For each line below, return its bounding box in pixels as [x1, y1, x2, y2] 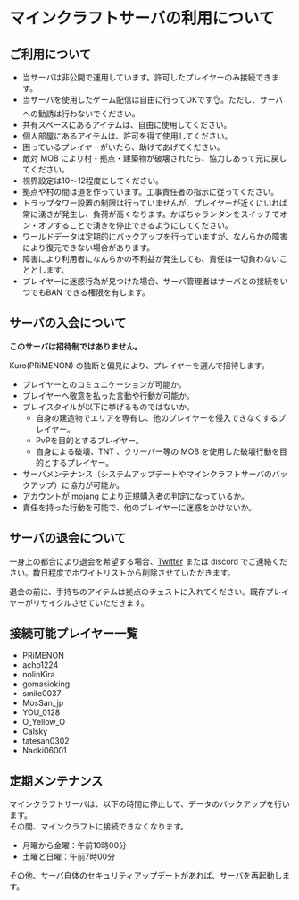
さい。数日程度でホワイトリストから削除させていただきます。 [9, 567, 236, 577]
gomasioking [21, 678, 71, 689]
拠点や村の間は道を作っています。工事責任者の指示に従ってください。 [21, 187, 279, 197]
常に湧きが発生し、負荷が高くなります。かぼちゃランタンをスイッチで [21, 209, 280, 219]
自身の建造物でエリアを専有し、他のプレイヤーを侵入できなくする [35, 412, 278, 423]
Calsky [21, 726, 48, 737]
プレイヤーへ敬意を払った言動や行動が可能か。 [21, 390, 195, 400]
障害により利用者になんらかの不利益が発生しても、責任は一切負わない [21, 254, 279, 264]
